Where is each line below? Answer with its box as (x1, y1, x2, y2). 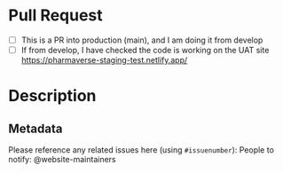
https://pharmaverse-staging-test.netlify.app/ (20, 55, 188, 66)
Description (8, 86, 97, 106)
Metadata (8, 121, 63, 136)
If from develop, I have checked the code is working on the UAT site (20, 45, 270, 55)
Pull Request (8, 5, 103, 26)
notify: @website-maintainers (8, 154, 116, 165)
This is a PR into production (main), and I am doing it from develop (20, 35, 263, 45)
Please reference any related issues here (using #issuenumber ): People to (8, 145, 274, 155)
